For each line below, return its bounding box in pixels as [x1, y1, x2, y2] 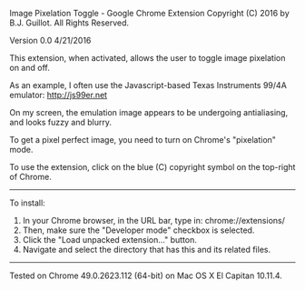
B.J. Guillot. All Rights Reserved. [9, 17, 130, 28]
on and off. [9, 63, 50, 73]
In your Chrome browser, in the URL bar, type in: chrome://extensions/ [22, 215, 286, 225]
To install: [9, 197, 45, 208]
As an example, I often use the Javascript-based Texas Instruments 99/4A [9, 80, 288, 90]
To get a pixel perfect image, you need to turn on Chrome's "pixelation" [9, 135, 277, 145]
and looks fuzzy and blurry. [9, 117, 112, 127]
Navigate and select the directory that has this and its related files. [22, 245, 271, 255]
